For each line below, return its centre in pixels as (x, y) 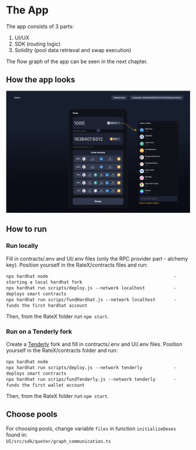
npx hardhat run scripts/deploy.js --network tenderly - (91, 368)
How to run (27, 229)
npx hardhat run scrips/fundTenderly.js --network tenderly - (91, 379)
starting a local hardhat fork (44, 282)
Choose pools (32, 415)
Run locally (22, 246)
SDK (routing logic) (37, 44)
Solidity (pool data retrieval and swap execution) (73, 50)
